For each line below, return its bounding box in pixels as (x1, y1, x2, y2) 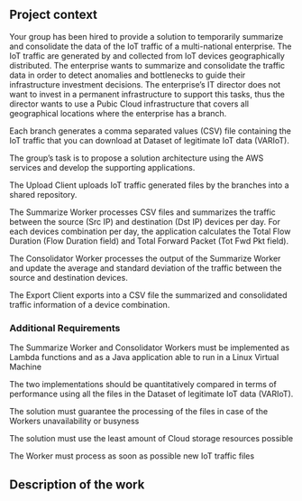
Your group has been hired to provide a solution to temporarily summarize (9, 31, 284, 42)
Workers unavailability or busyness (9, 415, 140, 427)
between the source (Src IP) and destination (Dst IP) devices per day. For (9, 216, 281, 227)
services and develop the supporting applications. (9, 162, 196, 172)
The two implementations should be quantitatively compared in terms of (9, 379, 277, 390)
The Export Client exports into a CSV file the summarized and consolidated (9, 289, 288, 301)
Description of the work (9, 477, 145, 492)
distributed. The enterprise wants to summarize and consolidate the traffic (9, 60, 286, 70)
